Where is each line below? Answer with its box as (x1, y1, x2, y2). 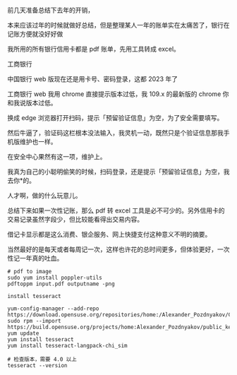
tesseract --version (7, 362, 68, 369)
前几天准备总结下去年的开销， (7, 6, 94, 15)
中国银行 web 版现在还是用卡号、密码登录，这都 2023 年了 (7, 75, 178, 83)
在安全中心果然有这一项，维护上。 (7, 153, 107, 161)
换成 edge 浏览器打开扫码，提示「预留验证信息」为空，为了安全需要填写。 (7, 114, 224, 122)
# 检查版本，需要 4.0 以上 (7, 356, 78, 363)
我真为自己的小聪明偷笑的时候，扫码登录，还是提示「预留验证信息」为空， (7, 167, 224, 176)
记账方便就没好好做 (7, 30, 63, 38)
